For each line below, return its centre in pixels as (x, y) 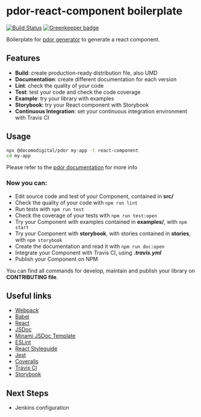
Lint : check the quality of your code (59, 85)
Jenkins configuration (42, 408)
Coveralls (27, 362)
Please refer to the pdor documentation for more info (72, 167)
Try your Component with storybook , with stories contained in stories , (103, 233)
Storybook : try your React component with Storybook (82, 105)
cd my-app (19, 156)
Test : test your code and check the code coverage (78, 92)
